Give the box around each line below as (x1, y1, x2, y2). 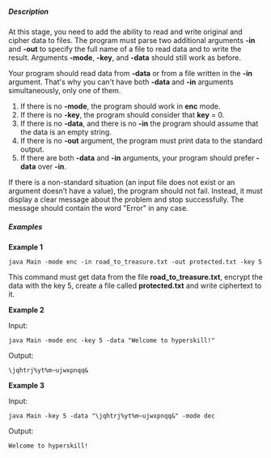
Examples (8, 221, 43, 231)
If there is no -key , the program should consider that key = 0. (19, 109, 225, 119)
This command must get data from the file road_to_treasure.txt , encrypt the (8, 272, 263, 281)
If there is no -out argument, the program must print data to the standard (19, 135, 263, 145)
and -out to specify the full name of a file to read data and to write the (8, 44, 242, 54)
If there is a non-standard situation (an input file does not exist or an (8, 177, 235, 186)
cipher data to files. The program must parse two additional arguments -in (8, 35, 256, 45)
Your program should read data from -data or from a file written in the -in (8, 68, 253, 78)
